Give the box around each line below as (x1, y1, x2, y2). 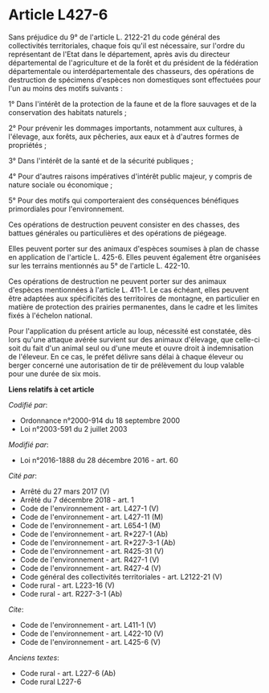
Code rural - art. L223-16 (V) (19, 580, 115, 590)
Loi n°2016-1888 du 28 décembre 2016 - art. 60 (19, 455, 179, 465)
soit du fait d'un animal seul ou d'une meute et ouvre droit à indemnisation (8, 343, 255, 353)
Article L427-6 (8, 6, 108, 24)
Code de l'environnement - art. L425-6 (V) (19, 637, 161, 646)
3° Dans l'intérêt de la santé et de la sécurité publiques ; (8, 155, 194, 166)
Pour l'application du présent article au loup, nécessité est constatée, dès (8, 326, 251, 335)
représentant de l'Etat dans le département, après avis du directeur (8, 49, 230, 59)
